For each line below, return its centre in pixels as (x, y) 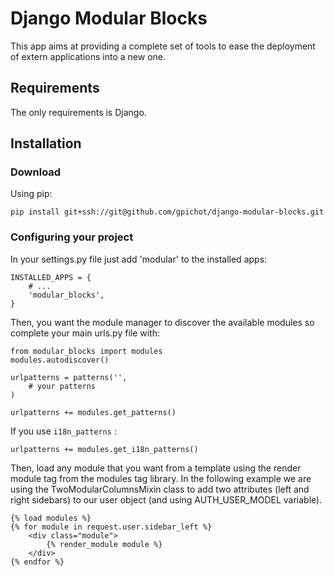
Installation (46, 143)
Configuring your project (72, 237)
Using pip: (31, 194)
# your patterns (62, 386)
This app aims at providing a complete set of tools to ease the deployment (163, 46)
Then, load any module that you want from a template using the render (156, 468)
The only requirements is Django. (78, 112)
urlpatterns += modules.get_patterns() (93, 412)
